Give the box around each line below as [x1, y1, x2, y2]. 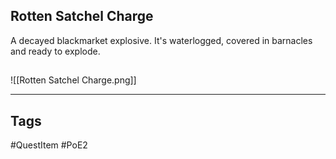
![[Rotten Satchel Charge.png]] [10, 74, 137, 86]
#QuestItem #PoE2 [10, 139, 88, 151]
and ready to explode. [10, 45, 101, 57]
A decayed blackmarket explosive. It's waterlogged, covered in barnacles [10, 34, 313, 46]
